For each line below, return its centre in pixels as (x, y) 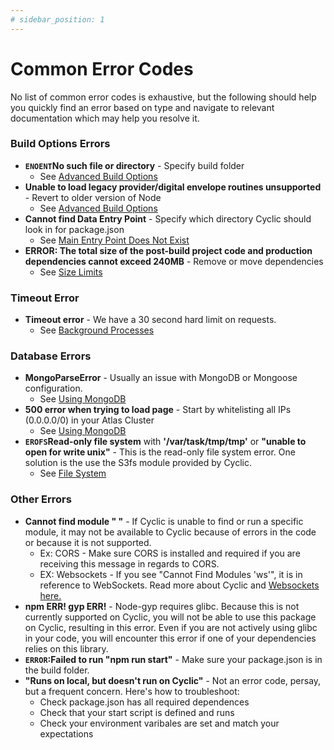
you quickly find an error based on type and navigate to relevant (142, 107)
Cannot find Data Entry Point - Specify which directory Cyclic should (168, 218)
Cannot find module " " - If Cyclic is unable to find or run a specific (164, 521)
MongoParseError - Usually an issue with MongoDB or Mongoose (161, 378)
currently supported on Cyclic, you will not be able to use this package (170, 617)
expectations (66, 733)
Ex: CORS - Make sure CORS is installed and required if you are (170, 553)
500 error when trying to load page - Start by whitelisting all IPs (158, 410)
